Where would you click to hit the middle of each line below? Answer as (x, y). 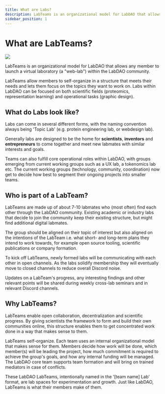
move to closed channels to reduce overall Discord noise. (63, 268)
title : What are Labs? (28, 10)
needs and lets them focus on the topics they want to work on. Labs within (80, 86)
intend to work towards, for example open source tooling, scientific (73, 243)
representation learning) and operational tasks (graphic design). (70, 97)
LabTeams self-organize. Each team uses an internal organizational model (80, 341)
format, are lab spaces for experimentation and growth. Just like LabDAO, (79, 382)
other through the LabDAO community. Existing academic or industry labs (80, 212)
